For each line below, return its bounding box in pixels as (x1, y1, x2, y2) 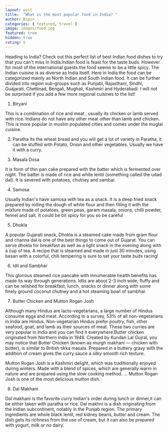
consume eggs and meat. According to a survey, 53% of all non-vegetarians (5, 313, 163, 319)
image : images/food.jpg (5, 26, 55, 31)
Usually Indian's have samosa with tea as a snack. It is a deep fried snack (5, 196, 157, 202)
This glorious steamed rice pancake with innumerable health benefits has (5, 272, 157, 278)
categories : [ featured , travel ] (5, 21, 78, 27)
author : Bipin (5, 17, 35, 22)
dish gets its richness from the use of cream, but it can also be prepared (5, 416, 154, 422)
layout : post (5, 7, 33, 13)
